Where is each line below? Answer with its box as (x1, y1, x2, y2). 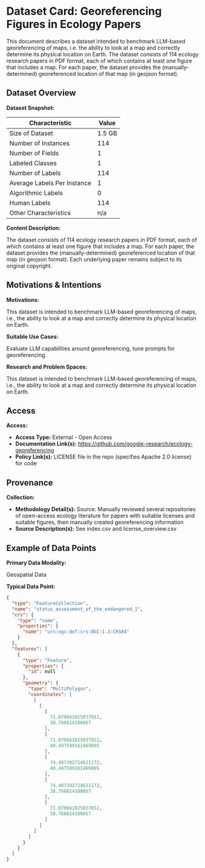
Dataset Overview (6, 88, 76, 99)
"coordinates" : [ (28, 691, 72, 697)
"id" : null (28, 668, 56, 675)
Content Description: (6, 224, 61, 231)
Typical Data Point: (6, 583, 56, 590)
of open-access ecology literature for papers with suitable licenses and (15, 512, 195, 520)
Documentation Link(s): (15, 440, 77, 447)
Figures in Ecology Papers (6, 17, 142, 31)
